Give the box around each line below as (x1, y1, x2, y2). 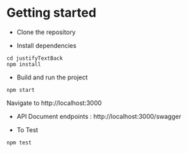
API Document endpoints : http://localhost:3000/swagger (16, 112, 182, 120)
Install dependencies (16, 41, 77, 49)
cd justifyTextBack (6, 54, 63, 62)
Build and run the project (16, 73, 88, 81)
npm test (6, 139, 32, 146)
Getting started (6, 5, 97, 21)
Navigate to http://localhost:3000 (6, 99, 102, 107)
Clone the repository (16, 28, 76, 36)
